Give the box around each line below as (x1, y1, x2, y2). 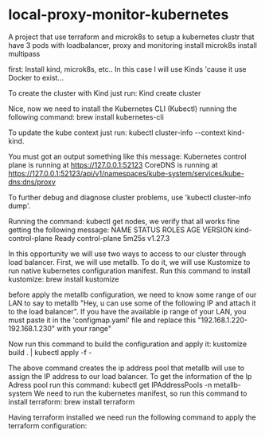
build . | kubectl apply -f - (8, 347, 92, 357)
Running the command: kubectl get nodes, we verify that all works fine (8, 216, 240, 226)
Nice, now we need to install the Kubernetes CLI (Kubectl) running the (8, 104, 237, 113)
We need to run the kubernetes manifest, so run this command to (33, 389, 247, 398)
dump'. (8, 201, 31, 211)
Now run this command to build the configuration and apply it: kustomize (8, 339, 247, 349)
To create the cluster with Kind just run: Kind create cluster (8, 88, 201, 97)
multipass (8, 49, 41, 58)
